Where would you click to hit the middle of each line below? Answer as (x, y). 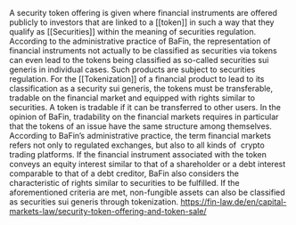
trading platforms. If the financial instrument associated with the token (138, 154)
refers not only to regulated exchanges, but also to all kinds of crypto (137, 145)
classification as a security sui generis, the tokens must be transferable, (141, 88)
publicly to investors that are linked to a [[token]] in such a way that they (142, 22)
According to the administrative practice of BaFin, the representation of (140, 41)
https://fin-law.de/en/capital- (234, 202)
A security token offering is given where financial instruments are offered (144, 13)
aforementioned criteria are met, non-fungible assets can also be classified (147, 192)
